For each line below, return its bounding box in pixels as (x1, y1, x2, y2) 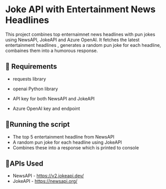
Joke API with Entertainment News (5, 4, 156, 15)
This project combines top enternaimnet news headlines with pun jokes (5, 31, 156, 37)
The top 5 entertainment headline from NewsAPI (12, 133, 115, 140)
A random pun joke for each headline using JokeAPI (12, 139, 122, 145)
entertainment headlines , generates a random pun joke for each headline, (5, 42, 161, 48)
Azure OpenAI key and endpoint (12, 105, 80, 112)
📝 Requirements (5, 62, 57, 71)
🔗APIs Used (5, 159, 43, 168)
